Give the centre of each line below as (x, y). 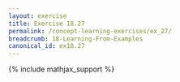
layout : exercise (38, 16)
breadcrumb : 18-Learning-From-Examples (76, 39)
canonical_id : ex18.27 (47, 46)
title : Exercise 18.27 (47, 24)
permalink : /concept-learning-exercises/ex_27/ (90, 31)
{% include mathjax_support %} (62, 69)
